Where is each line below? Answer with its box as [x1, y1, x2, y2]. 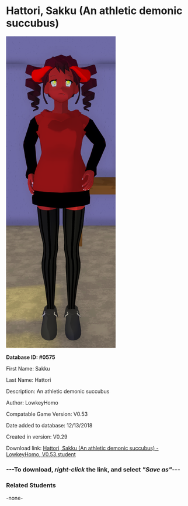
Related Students [6, 481, 57, 489]
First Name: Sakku [6, 365, 51, 372]
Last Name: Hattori [6, 376, 51, 383]
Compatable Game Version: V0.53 [6, 410, 88, 417]
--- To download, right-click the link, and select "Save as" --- [6, 465, 181, 473]
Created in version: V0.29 [6, 433, 68, 440]
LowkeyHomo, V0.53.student [6, 450, 76, 458]
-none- [6, 494, 23, 502]
